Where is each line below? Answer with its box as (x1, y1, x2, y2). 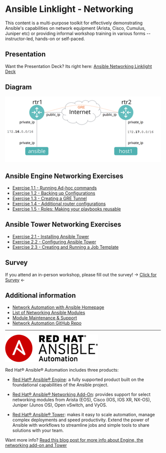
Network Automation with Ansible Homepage (12, 304, 105, 311)
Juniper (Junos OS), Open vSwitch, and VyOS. (12, 402, 107, 408)
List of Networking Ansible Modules (12, 310, 85, 316)
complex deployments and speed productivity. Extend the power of (12, 417, 150, 423)
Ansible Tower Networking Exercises (5, 220, 122, 229)
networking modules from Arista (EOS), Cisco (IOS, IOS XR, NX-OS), (12, 397, 152, 403)
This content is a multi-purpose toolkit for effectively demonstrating (5, 20, 143, 26)
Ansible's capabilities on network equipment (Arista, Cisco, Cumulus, (5, 25, 146, 31)
